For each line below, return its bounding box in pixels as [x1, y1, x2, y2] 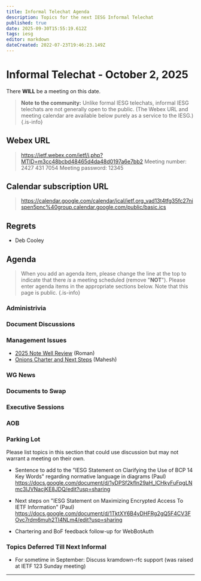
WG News [6, 371, 36, 380]
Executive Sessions [6, 403, 65, 411]
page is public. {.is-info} [20, 289, 81, 296]
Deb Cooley [14, 237, 44, 244]
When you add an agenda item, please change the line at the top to [20, 270, 187, 277]
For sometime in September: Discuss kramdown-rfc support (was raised [14, 556, 193, 564]
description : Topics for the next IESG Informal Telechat [6, 14, 154, 20]
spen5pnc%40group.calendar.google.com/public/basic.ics [20, 204, 166, 211]
